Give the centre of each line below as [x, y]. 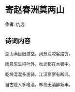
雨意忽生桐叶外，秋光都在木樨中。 [39, 64]
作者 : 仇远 [15, 24]
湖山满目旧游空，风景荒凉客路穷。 [39, 53]
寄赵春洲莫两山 [35, 10]
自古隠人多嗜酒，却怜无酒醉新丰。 [39, 84]
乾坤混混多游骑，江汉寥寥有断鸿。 [39, 74]
